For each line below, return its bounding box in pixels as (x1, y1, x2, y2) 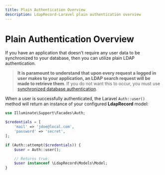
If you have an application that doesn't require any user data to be (5, 50, 140, 56)
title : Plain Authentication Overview (5, 7, 85, 12)
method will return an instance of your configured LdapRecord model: (5, 101, 149, 107)
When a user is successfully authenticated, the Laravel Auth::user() (5, 96, 145, 102)
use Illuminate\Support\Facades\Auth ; (5, 111, 85, 116)
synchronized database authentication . (17, 86, 97, 92)
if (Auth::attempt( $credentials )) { (5, 143, 81, 148)
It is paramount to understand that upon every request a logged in (17, 70, 157, 76)
